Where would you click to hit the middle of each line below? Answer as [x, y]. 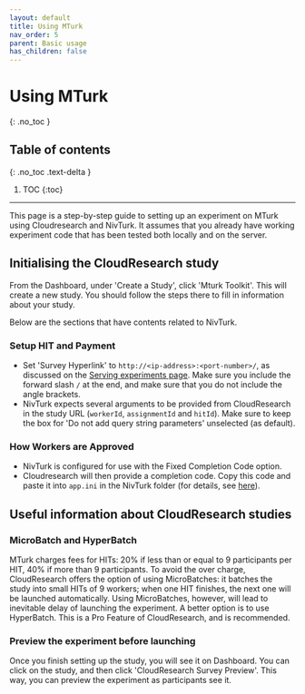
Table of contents [60, 150]
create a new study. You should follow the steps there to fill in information [147, 295]
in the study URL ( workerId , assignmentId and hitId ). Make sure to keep [157, 413]
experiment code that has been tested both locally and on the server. [138, 235]
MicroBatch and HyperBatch [74, 540]
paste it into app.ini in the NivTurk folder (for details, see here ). [141, 485]
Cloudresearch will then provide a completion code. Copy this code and [157, 476]
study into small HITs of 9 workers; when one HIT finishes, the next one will [150, 588]
